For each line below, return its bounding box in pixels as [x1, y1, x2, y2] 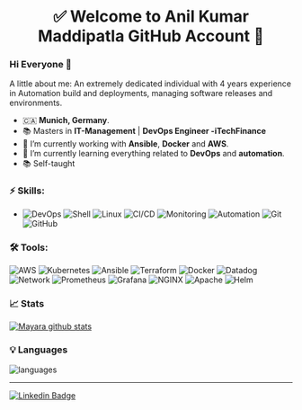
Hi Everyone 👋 [9, 58, 72, 71]
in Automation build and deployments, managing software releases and [9, 88, 273, 99]
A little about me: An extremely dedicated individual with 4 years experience [9, 78, 292, 89]
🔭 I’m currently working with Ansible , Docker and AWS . [22, 138, 229, 149]
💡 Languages [9, 343, 68, 356]
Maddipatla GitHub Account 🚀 [37, 26, 265, 47]
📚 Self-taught [22, 158, 75, 169]
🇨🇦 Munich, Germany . [22, 115, 110, 126]
